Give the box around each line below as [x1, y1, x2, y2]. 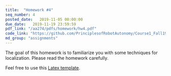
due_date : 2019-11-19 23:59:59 [5, 21, 76, 27]
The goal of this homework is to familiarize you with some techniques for [5, 49, 158, 56]
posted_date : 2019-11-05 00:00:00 [5, 17, 83, 22]
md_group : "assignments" [5, 36, 58, 41]
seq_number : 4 [5, 12, 36, 17]
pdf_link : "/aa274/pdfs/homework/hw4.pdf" [5, 26, 97, 31]
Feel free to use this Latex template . [5, 64, 80, 71]
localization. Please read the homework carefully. [5, 55, 108, 61]
